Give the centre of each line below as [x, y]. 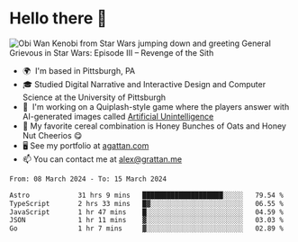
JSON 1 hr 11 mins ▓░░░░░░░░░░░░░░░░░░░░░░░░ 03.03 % [146, 220]
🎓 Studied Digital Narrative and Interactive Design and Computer [144, 84]
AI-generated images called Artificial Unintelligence [118, 116]
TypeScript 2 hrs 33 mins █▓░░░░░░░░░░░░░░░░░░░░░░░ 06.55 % [146, 203]
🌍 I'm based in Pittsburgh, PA [79, 70]
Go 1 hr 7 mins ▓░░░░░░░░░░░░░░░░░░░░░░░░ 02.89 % [146, 229]
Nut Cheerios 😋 [52, 135]
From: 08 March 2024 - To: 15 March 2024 [88, 179]
